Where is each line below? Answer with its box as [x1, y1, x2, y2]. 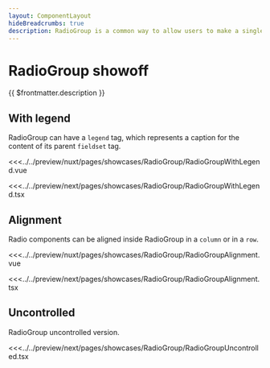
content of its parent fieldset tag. [8, 142, 121, 151]
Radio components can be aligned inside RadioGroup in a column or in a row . [8, 234, 260, 244]
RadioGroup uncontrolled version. [8, 327, 121, 337]
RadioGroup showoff [8, 61, 149, 80]
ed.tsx [8, 351, 30, 361]
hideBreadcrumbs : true [8, 19, 84, 27]
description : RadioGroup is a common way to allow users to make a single [8, 27, 264, 35]
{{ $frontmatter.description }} [8, 88, 106, 97]
